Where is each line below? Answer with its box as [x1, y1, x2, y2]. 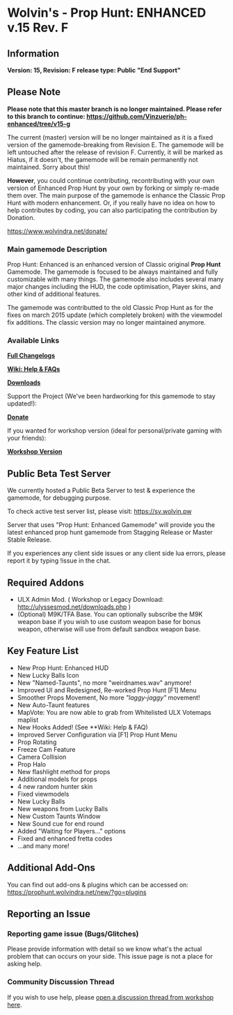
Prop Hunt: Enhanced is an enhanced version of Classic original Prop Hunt [7, 260, 221, 269]
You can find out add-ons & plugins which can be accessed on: [7, 880, 189, 889]
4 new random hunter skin [17, 782, 93, 790]
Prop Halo [17, 760, 47, 769]
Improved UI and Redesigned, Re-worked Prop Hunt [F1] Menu [17, 686, 197, 694]
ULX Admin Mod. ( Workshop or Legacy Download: [17, 595, 164, 604]
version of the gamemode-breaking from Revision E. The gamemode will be [7, 140, 224, 149]
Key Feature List [7, 645, 79, 657]
